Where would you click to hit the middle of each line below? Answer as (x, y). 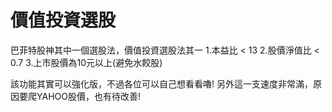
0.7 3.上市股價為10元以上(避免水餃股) (86, 62)
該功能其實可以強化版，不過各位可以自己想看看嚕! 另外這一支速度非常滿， (161, 83)
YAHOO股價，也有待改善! (88, 96)
